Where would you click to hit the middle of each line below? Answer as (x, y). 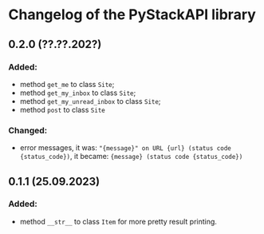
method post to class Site (62, 109)
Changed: (28, 130)
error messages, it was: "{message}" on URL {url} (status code (125, 148)
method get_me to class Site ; (67, 84)
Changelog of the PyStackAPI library (132, 15)
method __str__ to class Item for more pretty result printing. (118, 221)
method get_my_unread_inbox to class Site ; (90, 101)
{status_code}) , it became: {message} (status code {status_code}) (131, 157)
